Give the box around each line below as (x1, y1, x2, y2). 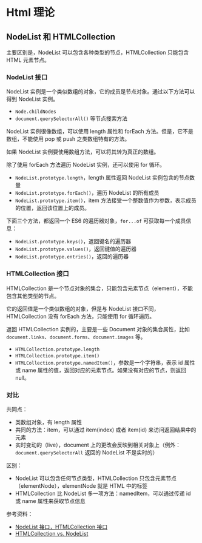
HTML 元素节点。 (6, 56, 50, 64)
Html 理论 (6, 5, 55, 19)
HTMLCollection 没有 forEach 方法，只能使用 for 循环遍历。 (6, 312, 155, 320)
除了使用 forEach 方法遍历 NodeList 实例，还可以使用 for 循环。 (6, 161, 166, 169)
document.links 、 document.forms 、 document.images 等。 (6, 333, 146, 340)
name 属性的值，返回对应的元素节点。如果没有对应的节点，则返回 (22, 366, 187, 374)
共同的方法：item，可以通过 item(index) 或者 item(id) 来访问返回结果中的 (15, 426, 197, 433)
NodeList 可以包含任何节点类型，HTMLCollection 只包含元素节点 (15, 474, 177, 482)
